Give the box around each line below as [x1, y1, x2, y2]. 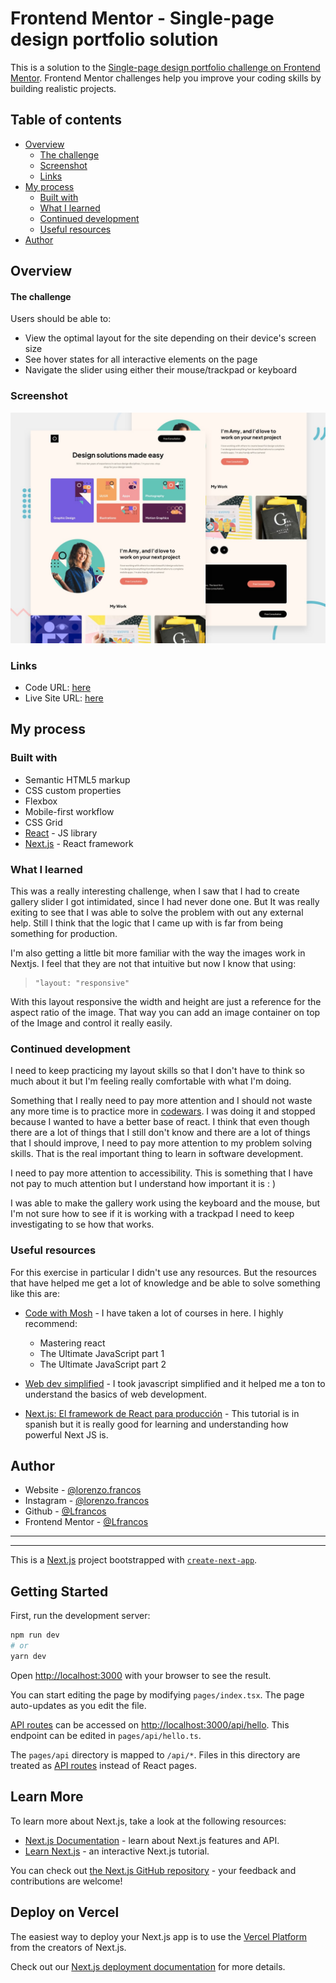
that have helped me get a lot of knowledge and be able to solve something [10, 1277, 321, 1289]
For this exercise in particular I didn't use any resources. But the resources [10, 1266, 317, 1278]
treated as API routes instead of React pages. [10, 1759, 197, 1771]
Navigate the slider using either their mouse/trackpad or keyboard [24, 364, 297, 376]
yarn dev [10, 1652, 47, 1662]
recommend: [24, 1317, 78, 1329]
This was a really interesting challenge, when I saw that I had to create [10, 885, 300, 897]
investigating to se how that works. [10, 1218, 155, 1231]
